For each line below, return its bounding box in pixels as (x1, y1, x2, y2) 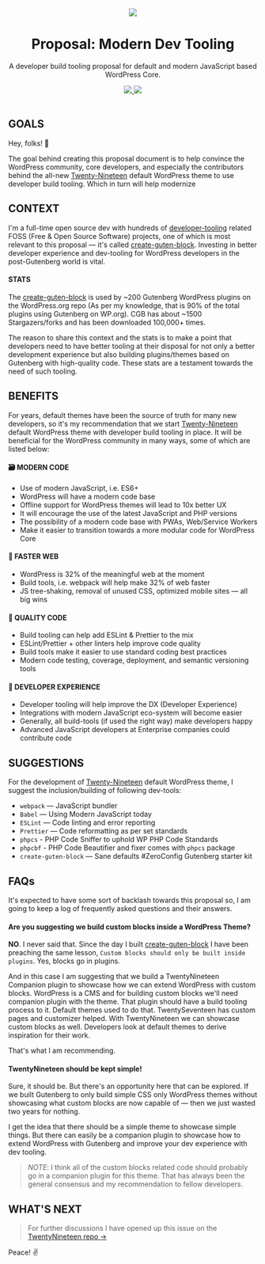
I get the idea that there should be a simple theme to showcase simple (8, 1122, 237, 1132)
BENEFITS (8, 389, 59, 403)
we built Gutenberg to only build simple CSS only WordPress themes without (8, 1090, 258, 1099)
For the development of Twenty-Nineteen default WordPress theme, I (8, 777, 233, 787)
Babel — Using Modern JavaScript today (19, 810, 153, 819)
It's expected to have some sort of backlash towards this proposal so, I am (8, 895, 251, 905)
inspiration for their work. (8, 1031, 91, 1040)
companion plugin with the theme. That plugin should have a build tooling (8, 997, 248, 1007)
